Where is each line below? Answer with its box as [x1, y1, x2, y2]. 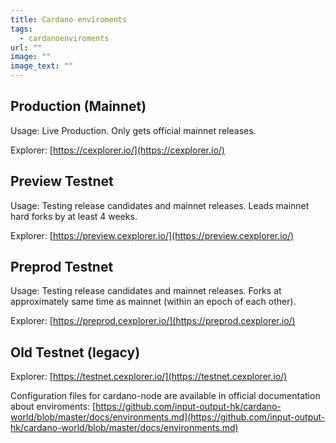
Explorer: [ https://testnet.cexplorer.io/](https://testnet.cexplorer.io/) [10, 371, 288, 383]
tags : [10, 24, 33, 34]
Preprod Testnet [10, 259, 114, 276]
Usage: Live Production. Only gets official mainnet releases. [10, 124, 257, 136]
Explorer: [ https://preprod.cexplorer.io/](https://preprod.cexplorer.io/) [10, 315, 296, 327]
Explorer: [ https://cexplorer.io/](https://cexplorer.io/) [10, 144, 225, 156]
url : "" [10, 42, 43, 53]
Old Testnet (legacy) [10, 344, 141, 361]
